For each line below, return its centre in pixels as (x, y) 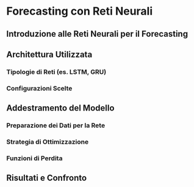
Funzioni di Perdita (34, 158)
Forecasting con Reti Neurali (80, 11)
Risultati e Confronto (47, 178)
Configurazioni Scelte (39, 88)
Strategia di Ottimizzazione (48, 142)
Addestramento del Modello (60, 108)
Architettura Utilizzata (49, 54)
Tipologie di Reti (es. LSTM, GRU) (56, 71)
